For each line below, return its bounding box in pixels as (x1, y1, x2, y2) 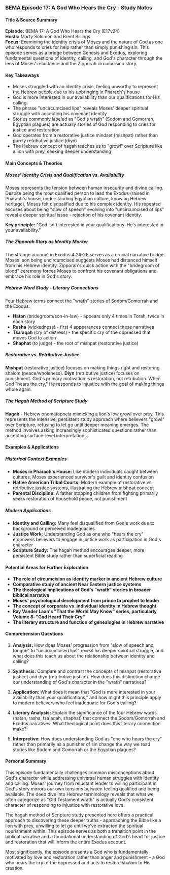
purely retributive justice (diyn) (12, 138, 77, 144)
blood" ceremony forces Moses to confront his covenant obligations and (5, 268, 157, 274)
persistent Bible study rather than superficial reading (12, 552, 123, 559)
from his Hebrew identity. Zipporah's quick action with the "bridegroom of (5, 262, 160, 269)
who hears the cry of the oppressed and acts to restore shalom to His (5, 859, 151, 865)
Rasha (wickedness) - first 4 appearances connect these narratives (12, 324, 155, 330)
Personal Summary (5, 758, 47, 764)
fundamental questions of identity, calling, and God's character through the (5, 55, 163, 61)
